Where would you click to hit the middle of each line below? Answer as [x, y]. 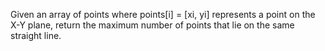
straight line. [36, 35]
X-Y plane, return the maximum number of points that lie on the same [152, 25]
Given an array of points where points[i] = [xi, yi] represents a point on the [163, 14]
